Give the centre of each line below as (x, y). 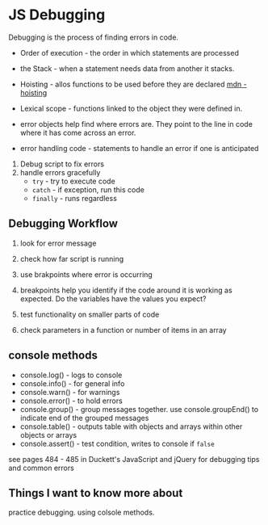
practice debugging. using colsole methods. (82, 512)
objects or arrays (48, 435)
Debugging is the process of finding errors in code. (94, 37)
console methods (53, 356)
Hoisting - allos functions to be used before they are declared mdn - (134, 84)
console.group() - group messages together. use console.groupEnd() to (139, 409)
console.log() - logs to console (71, 375)
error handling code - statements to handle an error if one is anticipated (139, 148)
